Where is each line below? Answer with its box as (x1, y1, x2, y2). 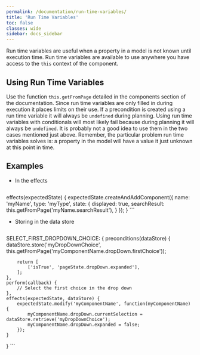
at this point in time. (6, 144, 55, 151)
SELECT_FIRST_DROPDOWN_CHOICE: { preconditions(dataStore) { (6, 234, 171, 242)
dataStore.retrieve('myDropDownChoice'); (6, 316, 111, 322)
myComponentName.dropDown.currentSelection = (27, 311, 143, 317)
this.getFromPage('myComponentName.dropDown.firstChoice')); (6, 247, 167, 254)
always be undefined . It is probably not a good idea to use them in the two (6, 125, 188, 132)
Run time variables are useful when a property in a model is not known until (6, 47, 192, 54)
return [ (17, 259, 39, 265)
